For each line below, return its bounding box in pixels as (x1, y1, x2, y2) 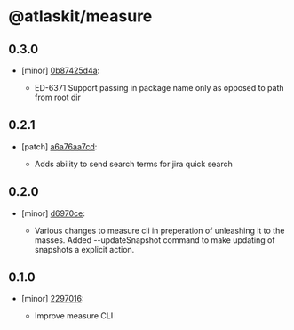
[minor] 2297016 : (20, 294, 84, 304)
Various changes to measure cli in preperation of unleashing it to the (34, 225, 285, 236)
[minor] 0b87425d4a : (20, 65, 100, 76)
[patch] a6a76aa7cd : (20, 141, 98, 152)
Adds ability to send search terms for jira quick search (34, 158, 233, 169)
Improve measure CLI (34, 310, 114, 321)
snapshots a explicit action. (34, 244, 135, 254)
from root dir (34, 92, 81, 102)
